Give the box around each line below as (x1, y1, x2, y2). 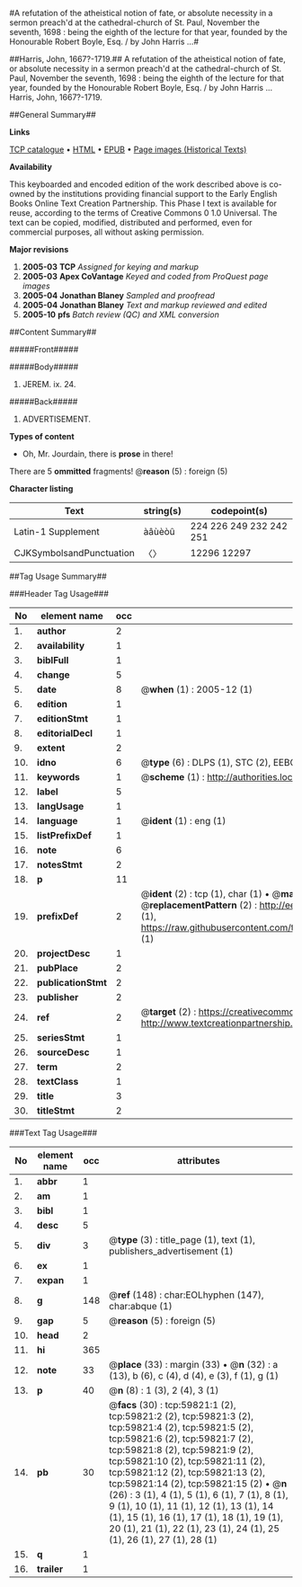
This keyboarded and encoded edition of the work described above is (9, 179, 268, 190)
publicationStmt (37, 977, 108, 989)
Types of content (9, 431, 75, 441)
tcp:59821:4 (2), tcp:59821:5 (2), (109, 1422, 254, 1433)
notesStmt (37, 858, 83, 871)
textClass (37, 1076, 79, 1087)
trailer (37, 1563, 64, 1575)
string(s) (143, 505, 182, 517)
